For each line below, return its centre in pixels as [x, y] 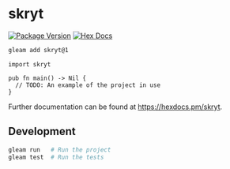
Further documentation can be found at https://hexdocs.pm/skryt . [115, 107]
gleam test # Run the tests [56, 157]
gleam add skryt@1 [38, 50]
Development [42, 131]
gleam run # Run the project [60, 150]
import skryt [30, 64]
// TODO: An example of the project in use [88, 85]
